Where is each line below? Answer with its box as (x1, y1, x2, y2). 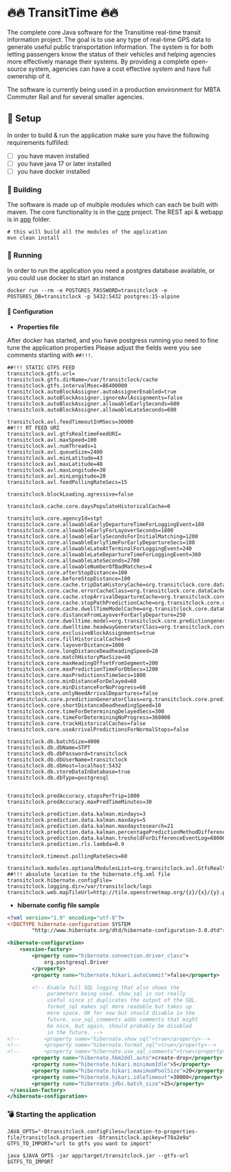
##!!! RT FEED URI (7, 424, 60, 432)
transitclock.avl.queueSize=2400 (7, 448, 103, 456)
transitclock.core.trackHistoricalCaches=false (7, 720, 146, 727)
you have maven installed (16, 152, 89, 160)
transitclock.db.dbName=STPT (7, 744, 91, 751)
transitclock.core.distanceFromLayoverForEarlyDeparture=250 (7, 612, 186, 618)
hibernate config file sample (16, 901, 100, 909)
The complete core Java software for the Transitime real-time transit (7, 28, 201, 36)
